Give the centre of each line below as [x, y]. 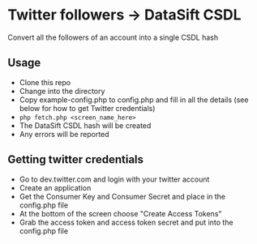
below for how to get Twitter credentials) [87, 108]
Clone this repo [45, 82]
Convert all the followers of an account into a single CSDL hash [113, 37]
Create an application [55, 187]
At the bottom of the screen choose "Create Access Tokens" [120, 213]
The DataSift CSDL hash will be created [85, 125]
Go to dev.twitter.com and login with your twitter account [114, 179]
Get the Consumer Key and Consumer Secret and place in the [122, 196]
